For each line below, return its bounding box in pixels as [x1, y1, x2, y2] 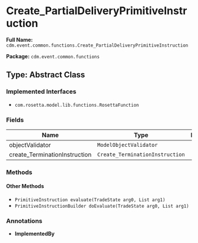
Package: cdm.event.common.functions [6, 52, 100, 60]
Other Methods [6, 183, 44, 190]
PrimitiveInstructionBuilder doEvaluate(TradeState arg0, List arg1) [14, 203, 190, 209]
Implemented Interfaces [6, 87, 77, 96]
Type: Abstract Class [6, 70, 85, 80]
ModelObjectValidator [97, 142, 158, 148]
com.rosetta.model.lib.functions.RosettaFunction [14, 102, 140, 108]
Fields [6, 116, 24, 124]
